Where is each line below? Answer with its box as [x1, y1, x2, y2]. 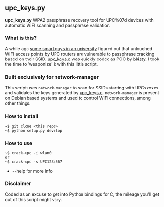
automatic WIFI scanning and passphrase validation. [5, 22, 111, 28]
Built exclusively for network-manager [5, 74, 99, 81]
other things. [5, 100, 31, 106]
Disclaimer [5, 180, 31, 187]
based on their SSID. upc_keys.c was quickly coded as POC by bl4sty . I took [5, 56, 160, 62]
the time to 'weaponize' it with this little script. [5, 61, 98, 67]
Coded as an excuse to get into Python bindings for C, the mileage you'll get [5, 191, 160, 197]
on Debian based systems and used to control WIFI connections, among [5, 95, 151, 101]
